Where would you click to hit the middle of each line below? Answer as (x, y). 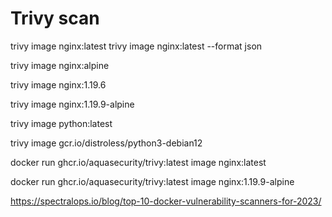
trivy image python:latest (61, 123)
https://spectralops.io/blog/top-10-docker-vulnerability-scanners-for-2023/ (166, 201)
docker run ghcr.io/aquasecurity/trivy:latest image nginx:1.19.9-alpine (152, 181)
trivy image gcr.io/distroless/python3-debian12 (106, 143)
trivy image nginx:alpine (60, 65)
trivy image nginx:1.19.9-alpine (72, 104)
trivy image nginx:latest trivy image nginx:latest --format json (136, 46)
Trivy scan (55, 18)
